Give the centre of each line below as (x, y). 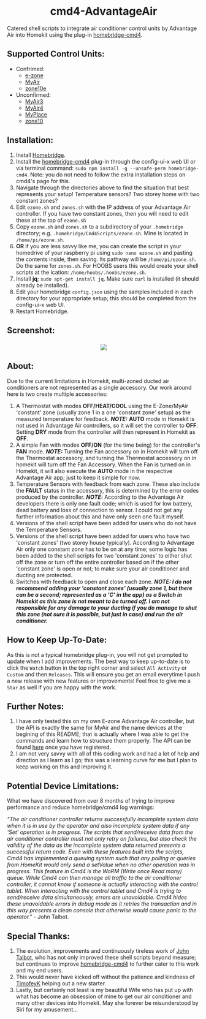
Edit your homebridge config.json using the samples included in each (104, 292)
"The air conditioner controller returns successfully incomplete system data (103, 819)
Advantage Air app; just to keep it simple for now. (78, 477)
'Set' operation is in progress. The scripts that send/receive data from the (100, 832)
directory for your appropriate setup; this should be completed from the (106, 298)
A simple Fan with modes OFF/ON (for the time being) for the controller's (108, 445)
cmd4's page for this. (43, 181)
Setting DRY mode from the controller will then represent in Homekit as (105, 432)
